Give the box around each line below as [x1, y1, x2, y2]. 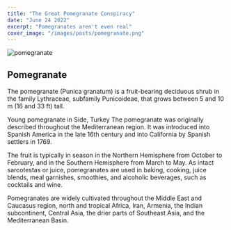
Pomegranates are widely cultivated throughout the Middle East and [7, 194, 202, 202]
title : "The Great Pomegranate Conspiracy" [7, 10, 136, 17]
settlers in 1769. [7, 138, 52, 146]
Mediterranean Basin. [7, 216, 69, 224]
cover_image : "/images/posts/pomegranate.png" [7, 29, 145, 37]
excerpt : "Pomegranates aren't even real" [7, 23, 132, 30]
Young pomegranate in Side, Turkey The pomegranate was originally [7, 115, 204, 124]
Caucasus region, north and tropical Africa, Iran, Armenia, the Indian [7, 202, 203, 210]
